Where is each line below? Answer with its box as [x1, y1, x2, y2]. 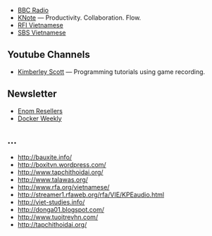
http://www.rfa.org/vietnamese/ [17, 183, 110, 192]
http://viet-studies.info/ [17, 198, 85, 206]
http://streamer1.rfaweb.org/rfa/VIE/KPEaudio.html [17, 190, 164, 199]
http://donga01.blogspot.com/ [17, 206, 104, 214]
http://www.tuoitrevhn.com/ [17, 213, 99, 221]
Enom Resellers [17, 106, 63, 115]
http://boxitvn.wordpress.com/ [17, 161, 107, 169]
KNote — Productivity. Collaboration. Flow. [17, 13, 142, 22]
